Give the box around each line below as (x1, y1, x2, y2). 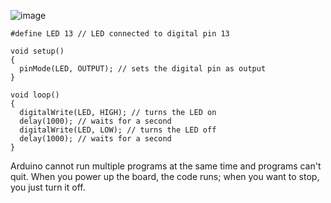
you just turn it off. (10, 181, 86, 193)
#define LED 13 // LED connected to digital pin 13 (10, 29, 230, 39)
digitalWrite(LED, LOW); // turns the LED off (19, 125, 217, 135)
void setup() (10, 46, 65, 56)
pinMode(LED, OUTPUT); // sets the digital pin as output (19, 64, 267, 74)
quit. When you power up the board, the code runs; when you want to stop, (10, 171, 320, 182)
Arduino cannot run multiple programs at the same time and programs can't (10, 160, 322, 172)
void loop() (10, 90, 60, 100)
